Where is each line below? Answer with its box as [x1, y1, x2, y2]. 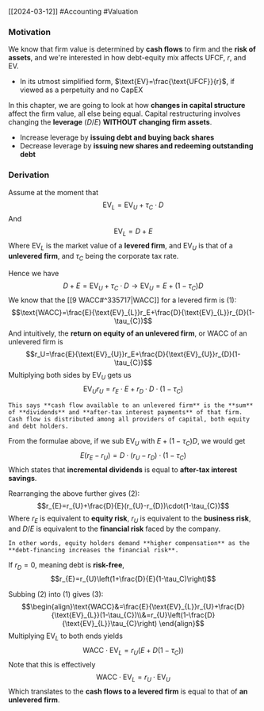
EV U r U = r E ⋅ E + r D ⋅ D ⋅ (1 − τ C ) [82, 384, 184, 396]
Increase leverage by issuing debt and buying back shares [19, 133, 215, 142]
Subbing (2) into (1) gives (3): [8, 590, 104, 599]
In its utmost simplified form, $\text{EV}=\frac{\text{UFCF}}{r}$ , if [19, 77, 235, 86]
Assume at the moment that [8, 187, 99, 197]
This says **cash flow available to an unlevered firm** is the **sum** [8, 402, 254, 409]
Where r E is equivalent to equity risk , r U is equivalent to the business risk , [8, 513, 251, 525]
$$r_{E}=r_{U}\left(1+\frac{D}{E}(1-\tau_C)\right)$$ [50, 575, 216, 584]
